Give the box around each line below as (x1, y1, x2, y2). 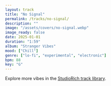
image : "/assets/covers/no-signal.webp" (5, 26, 89, 30)
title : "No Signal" (5, 12, 45, 17)
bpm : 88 (5, 57, 21, 62)
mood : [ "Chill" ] (5, 48, 38, 53)
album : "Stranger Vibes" (5, 44, 56, 49)
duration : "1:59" (5, 39, 41, 44)
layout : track (5, 7, 34, 12)
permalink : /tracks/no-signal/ (5, 16, 69, 21)
